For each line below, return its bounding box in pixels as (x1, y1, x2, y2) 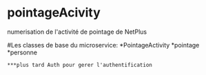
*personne (7, 48, 38, 56)
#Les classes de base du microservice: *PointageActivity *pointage (7, 41, 200, 49)
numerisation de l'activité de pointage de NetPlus (7, 28, 147, 36)
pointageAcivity (7, 5, 101, 21)
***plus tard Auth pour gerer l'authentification (7, 61, 153, 68)
